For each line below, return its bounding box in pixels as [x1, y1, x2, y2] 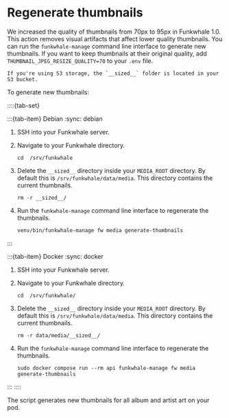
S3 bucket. [7, 76, 38, 83]
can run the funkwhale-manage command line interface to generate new [7, 42, 207, 50]
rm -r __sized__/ [16, 194, 67, 201]
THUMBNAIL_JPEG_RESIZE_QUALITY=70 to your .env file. [7, 56, 154, 65]
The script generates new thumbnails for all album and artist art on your [7, 396, 210, 404]
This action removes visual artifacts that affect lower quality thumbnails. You [7, 34, 223, 43]
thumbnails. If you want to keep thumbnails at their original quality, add [7, 49, 207, 58]
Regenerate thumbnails [7, 5, 143, 21]
